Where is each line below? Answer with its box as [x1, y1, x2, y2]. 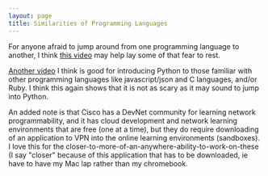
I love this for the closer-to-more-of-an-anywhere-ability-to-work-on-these [8, 141, 260, 151]
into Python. [8, 91, 49, 101]
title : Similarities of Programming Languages [8, 19, 168, 27]
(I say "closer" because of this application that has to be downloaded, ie [8, 150, 249, 160]
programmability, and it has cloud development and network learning [8, 115, 238, 125]
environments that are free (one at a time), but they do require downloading [8, 124, 260, 134]
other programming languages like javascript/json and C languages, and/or [8, 74, 258, 84]
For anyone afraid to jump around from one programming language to [8, 41, 240, 51]
